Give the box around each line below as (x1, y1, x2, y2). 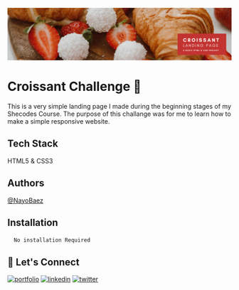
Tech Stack (7, 138, 58, 150)
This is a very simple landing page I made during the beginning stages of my (7, 102, 231, 111)
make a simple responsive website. (7, 117, 110, 126)
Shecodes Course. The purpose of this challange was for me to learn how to (7, 109, 231, 118)
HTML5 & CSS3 (7, 156, 53, 165)
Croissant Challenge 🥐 (7, 79, 142, 95)
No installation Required (14, 236, 91, 244)
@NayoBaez (7, 196, 44, 205)
